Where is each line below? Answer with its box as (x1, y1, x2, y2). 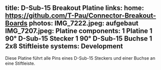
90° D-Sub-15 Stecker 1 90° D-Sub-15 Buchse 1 (5, 34, 153, 43)
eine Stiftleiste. (5, 60, 35, 66)
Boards (5, 19, 28, 27)
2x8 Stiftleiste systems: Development (5, 42, 123, 50)
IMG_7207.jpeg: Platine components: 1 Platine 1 (5, 27, 153, 35)
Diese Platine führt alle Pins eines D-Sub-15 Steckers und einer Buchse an (5, 55, 156, 61)
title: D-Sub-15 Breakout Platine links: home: (5, 4, 144, 12)
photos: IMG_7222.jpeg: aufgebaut (29, 19, 139, 27)
